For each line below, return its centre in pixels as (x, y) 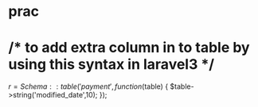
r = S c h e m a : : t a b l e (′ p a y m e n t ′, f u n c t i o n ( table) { (88, 86)
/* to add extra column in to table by (129, 48)
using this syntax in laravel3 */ (111, 65)
